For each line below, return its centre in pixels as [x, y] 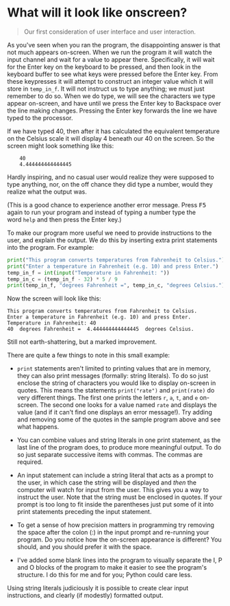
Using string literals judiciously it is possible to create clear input [98, 588]
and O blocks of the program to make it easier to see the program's [112, 568]
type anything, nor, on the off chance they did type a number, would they [110, 184]
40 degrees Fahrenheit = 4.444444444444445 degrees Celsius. [101, 329]
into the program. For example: [51, 247]
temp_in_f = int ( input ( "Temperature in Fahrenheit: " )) [88, 272]
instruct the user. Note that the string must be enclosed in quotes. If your [119, 497]
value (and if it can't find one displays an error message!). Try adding [114, 412]
